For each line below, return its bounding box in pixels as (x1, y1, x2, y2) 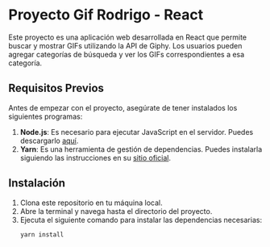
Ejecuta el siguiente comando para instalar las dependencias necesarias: (19, 215, 263, 224)
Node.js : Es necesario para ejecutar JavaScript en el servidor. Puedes (19, 127, 254, 136)
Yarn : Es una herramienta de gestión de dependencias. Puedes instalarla (19, 144, 263, 154)
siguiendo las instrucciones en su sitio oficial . (19, 153, 172, 162)
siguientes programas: (8, 111, 83, 121)
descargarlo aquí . (19, 136, 79, 145)
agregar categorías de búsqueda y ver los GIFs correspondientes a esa (8, 49, 245, 59)
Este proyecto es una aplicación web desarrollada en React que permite (8, 32, 247, 42)
